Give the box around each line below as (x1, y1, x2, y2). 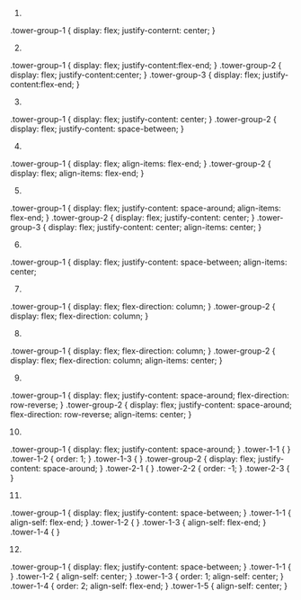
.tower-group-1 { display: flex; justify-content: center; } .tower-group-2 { (10, 114, 277, 124)
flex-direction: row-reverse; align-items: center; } (10, 409, 192, 419)
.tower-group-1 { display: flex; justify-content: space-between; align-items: (10, 256, 288, 267)
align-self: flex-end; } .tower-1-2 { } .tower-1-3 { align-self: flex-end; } (10, 517, 267, 527)
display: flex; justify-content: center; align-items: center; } (48, 222, 262, 232)
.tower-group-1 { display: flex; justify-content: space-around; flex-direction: (10, 390, 290, 400)
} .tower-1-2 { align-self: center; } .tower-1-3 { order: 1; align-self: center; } (10, 571, 284, 581)
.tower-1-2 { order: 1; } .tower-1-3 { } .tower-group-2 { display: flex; (10, 453, 257, 464)
